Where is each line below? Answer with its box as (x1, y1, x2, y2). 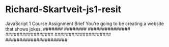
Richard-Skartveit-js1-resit (5, 4, 122, 15)
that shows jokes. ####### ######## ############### (5, 26, 131, 32)
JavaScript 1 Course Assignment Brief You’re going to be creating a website (5, 20, 164, 27)
